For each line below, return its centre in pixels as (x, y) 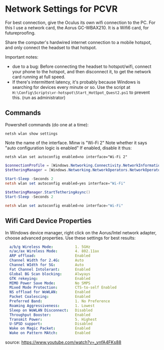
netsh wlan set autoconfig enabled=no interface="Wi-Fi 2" (66, 157)
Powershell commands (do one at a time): (47, 124)
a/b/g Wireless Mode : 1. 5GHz (50, 247)
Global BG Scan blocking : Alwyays (50, 274)
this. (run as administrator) (39, 97)
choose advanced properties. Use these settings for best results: (70, 238)
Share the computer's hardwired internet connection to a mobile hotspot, (78, 42)
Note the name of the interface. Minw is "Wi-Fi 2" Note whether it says (76, 143)
